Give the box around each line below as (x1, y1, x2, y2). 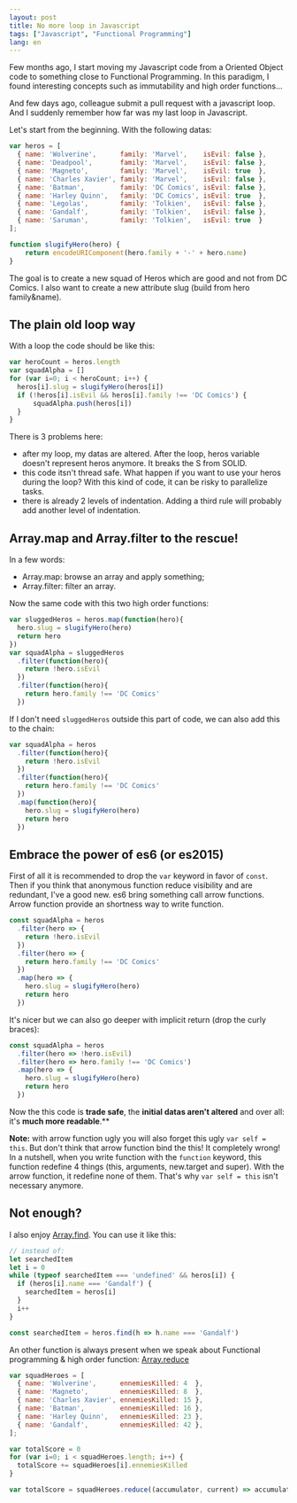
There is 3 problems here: (9, 432, 103, 442)
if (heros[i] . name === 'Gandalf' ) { (17, 1280, 152, 1289)
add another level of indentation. (21, 505, 141, 516)
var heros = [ (9, 142, 62, 151)
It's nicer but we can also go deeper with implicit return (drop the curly (9, 1014, 267, 1024)
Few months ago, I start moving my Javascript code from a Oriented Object (9, 62, 284, 73)
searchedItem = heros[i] (25, 1288, 117, 1297)
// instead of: (9, 1246, 65, 1255)
